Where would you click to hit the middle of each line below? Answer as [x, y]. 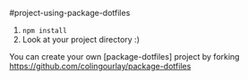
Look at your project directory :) [81, 40]
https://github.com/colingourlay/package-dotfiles [100, 66]
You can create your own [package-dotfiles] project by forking [124, 56]
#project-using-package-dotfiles [70, 13]
